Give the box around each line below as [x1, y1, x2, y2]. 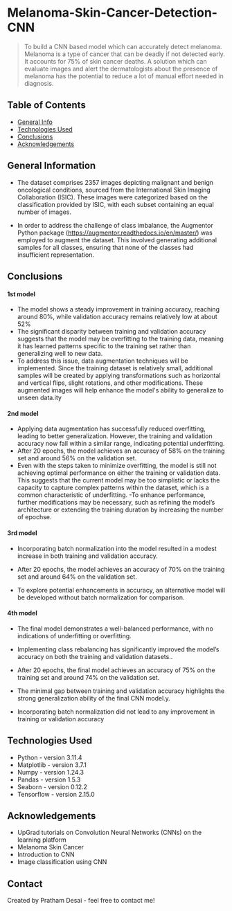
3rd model [7, 528, 37, 537]
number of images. [17, 208, 71, 216]
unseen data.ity [17, 393, 62, 402]
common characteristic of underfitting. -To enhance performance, [17, 491, 206, 499]
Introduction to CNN [17, 850, 75, 859]
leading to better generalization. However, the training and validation [17, 432, 213, 440]
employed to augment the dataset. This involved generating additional [17, 235, 217, 244]
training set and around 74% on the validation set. [17, 673, 160, 681]
